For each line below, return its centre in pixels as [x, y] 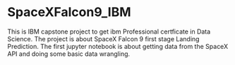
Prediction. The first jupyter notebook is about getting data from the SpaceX [117, 46]
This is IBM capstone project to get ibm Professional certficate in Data [109, 31]
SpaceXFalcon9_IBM [70, 12]
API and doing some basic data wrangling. [69, 54]
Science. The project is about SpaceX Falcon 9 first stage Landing [103, 38]
